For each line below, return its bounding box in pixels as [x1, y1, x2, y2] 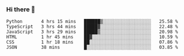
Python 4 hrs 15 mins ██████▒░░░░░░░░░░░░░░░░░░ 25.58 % [6, 19, 179, 25]
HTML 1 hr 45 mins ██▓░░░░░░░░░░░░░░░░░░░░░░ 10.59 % [6, 34, 179, 40]
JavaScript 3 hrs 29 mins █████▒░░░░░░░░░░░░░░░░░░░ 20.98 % [6, 29, 179, 35]
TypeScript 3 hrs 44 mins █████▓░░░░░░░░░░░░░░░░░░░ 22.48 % [6, 24, 179, 30]
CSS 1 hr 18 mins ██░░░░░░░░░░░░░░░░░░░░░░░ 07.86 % [6, 39, 179, 45]
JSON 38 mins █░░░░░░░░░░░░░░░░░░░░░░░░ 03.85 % [6, 44, 179, 51]
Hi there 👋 [6, 5, 36, 14]
